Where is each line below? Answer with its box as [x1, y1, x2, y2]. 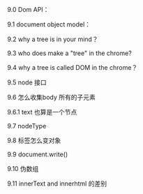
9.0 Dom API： [7, 6, 50, 13]
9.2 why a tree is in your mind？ [7, 35, 99, 43]
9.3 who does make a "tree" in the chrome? [7, 49, 133, 57]
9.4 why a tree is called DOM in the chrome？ [7, 64, 138, 71]
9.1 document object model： [7, 20, 91, 29]
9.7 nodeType [7, 122, 47, 130]
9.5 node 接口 [7, 78, 47, 87]
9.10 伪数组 [7, 165, 39, 172]
